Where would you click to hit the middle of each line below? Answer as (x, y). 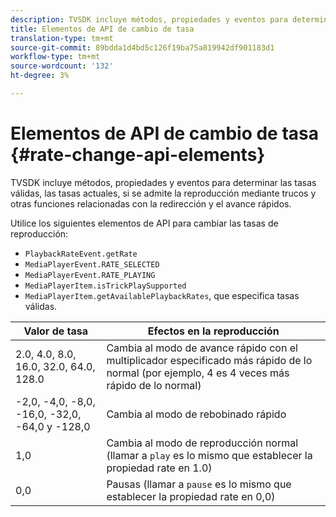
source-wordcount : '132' (62, 66)
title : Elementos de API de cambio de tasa (102, 29)
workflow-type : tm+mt (55, 57)
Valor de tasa (56, 331)
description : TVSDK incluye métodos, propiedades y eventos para (149, 19)
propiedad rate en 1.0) (159, 468)
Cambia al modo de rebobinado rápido (196, 414)
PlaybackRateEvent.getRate (81, 254)
